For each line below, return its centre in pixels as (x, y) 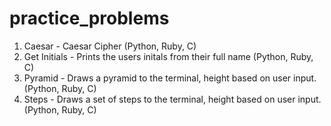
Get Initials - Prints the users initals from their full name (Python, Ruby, (168, 56)
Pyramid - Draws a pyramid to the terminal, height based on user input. (170, 78)
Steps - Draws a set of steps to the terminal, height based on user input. (172, 99)
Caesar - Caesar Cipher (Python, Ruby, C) (110, 46)
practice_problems (89, 18)
